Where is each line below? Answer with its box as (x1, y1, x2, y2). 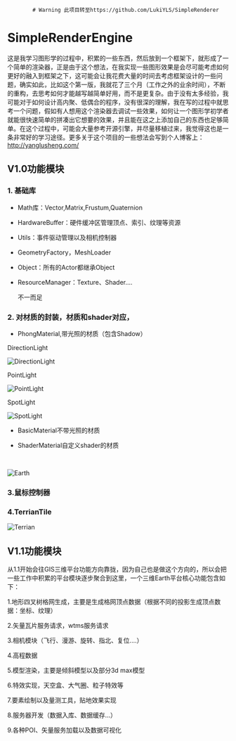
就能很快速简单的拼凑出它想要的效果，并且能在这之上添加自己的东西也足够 (7, 115, 223, 124)
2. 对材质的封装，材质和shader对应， (7, 312, 134, 322)
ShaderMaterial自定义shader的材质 (17, 441, 119, 449)
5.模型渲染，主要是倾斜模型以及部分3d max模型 (7, 666, 145, 674)
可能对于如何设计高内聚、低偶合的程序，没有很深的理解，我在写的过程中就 (7, 98, 223, 106)
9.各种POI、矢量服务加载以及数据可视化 (7, 726, 122, 734)
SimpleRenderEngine (7, 30, 133, 46)
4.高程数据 (7, 651, 38, 659)
